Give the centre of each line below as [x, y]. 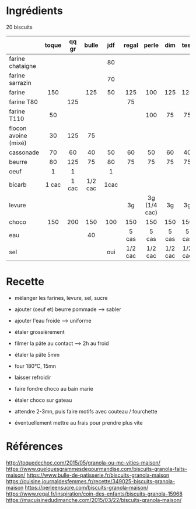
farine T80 [23, 102]
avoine [18, 135]
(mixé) [18, 143]
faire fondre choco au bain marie [54, 388]
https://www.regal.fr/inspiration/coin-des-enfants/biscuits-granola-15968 [94, 494]
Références [34, 447]
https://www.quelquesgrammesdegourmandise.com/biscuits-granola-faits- [97, 469]
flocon [18, 128]
